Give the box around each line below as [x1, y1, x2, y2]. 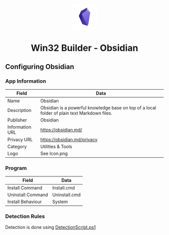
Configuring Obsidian [5, 62, 74, 71]
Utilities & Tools [40, 143, 72, 149]
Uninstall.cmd [52, 192, 81, 198]
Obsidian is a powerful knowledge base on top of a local [40, 104, 156, 110]
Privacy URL [7, 136, 33, 142]
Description [7, 107, 32, 113]
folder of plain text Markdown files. [40, 110, 112, 116]
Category [7, 143, 27, 149]
